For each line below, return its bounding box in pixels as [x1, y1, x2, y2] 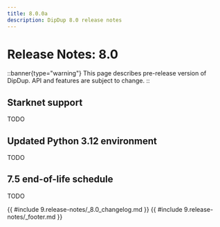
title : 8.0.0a [7, 10, 48, 17]
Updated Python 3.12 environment [7, 135, 158, 147]
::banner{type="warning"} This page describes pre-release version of [7, 69, 207, 78]
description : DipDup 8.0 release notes [7, 17, 122, 24]
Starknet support [7, 96, 83, 108]
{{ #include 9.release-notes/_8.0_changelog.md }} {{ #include [7, 205, 183, 213]
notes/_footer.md [7, 212, 56, 221]
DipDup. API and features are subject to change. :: [7, 77, 150, 85]
